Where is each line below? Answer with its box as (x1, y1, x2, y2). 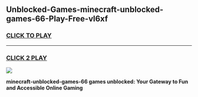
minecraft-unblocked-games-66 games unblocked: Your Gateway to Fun (6, 78, 189, 85)
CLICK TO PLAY (6, 32, 52, 40)
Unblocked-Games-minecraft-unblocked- (6, 5, 164, 15)
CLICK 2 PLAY (6, 53, 47, 62)
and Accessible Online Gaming (6, 84, 83, 91)
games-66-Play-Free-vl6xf (6, 14, 108, 24)
